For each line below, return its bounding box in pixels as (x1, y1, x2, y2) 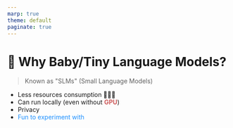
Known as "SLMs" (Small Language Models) (24, 77, 153, 85)
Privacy (17, 105, 40, 114)
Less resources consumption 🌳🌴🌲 (17, 91, 116, 99)
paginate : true (7, 23, 52, 30)
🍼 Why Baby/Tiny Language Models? (7, 53, 227, 70)
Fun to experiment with (17, 113, 84, 122)
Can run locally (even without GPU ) (17, 98, 120, 106)
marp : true (7, 10, 39, 18)
